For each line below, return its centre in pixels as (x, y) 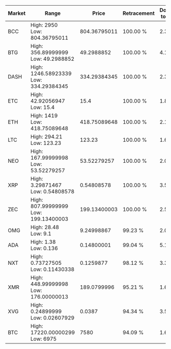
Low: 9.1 (41, 233)
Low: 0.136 (44, 248)
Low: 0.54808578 (52, 192)
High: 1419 (44, 116)
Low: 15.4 (42, 107)
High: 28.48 (45, 227)
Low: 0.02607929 (52, 318)
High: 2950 (44, 25)
